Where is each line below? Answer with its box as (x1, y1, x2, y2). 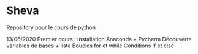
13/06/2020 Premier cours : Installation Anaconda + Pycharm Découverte (6, 35, 192, 42)
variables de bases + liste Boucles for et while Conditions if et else (6, 42, 175, 49)
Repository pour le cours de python (6, 24, 96, 31)
